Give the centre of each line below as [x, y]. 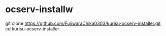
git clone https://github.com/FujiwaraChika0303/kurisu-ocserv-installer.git [83, 23]
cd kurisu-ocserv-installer [32, 28]
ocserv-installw [39, 9]
